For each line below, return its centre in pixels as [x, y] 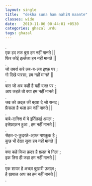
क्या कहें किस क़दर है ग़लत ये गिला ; [33, 152]
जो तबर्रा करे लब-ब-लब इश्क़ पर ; [32, 69]
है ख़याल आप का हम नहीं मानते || [31, 174]
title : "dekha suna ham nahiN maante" [46, 14]
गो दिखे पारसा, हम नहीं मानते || [29, 75]
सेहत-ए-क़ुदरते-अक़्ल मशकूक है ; [31, 135]
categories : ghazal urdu [31, 28]
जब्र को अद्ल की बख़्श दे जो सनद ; [32, 102]
